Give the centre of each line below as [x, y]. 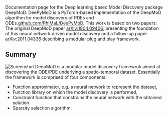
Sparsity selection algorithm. [42, 108]
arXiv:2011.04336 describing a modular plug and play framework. [73, 39]
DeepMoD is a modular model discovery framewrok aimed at [98, 66]
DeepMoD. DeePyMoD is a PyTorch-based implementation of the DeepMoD [83, 12]
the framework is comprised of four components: [56, 77]
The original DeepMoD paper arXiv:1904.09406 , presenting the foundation [82, 28]
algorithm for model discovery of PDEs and [50, 18]
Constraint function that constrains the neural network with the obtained [87, 97]
